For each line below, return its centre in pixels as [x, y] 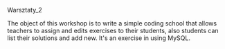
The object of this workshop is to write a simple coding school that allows [112, 23]
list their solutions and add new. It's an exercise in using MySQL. [99, 38]
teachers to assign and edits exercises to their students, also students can [113, 31]
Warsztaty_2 [25, 10]
